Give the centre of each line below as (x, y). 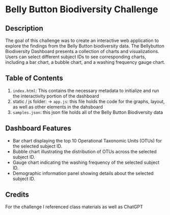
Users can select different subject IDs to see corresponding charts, (76, 57)
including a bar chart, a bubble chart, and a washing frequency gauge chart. (85, 62)
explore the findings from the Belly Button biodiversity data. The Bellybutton (85, 46)
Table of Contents (34, 78)
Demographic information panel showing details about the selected (83, 173)
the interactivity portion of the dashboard (56, 96)
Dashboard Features (38, 128)
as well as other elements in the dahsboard (58, 107)
